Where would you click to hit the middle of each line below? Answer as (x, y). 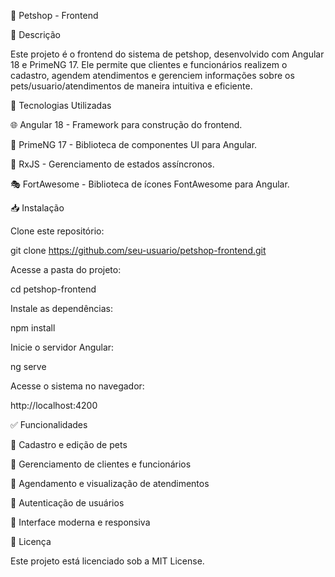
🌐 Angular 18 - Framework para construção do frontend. (126, 124)
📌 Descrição (35, 34)
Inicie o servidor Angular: (62, 347)
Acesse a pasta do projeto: (66, 269)
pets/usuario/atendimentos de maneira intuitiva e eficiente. (131, 86)
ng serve (28, 366)
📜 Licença (31, 541)
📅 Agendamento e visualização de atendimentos (110, 483)
